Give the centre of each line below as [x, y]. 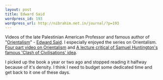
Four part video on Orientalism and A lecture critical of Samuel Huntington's [81, 47]
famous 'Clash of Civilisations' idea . [41, 53]
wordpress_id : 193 [24, 19]
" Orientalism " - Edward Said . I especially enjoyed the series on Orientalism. [81, 42]
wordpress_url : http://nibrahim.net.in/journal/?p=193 [62, 23]
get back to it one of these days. [38, 72]
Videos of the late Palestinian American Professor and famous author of [77, 37]
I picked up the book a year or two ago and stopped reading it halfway [76, 62]
